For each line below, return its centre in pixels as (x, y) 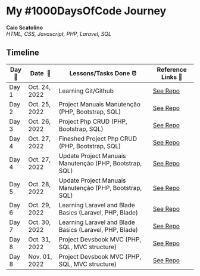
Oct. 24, (40, 87)
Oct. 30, (40, 222)
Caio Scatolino (25, 27)
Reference (172, 69)
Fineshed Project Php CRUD (98, 139)
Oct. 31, (40, 239)
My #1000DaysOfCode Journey (86, 11)
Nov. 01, (40, 256)
